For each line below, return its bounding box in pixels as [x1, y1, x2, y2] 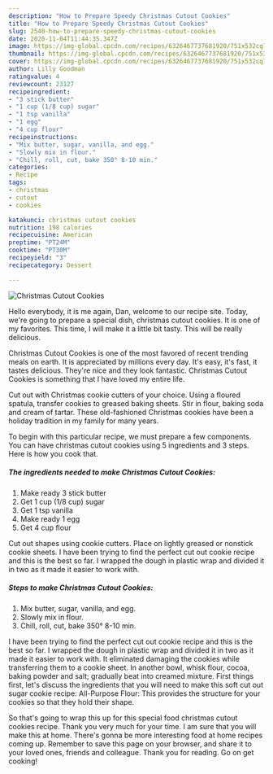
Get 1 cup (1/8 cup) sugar [19, 496, 105, 506]
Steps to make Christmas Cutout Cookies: [8, 583, 154, 593]
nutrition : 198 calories [8, 223, 93, 232]
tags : [8, 178, 27, 187]
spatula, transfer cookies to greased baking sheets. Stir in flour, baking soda [8, 398, 264, 408]
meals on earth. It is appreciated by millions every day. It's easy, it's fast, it [8, 356, 258, 366]
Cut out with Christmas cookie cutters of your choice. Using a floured [8, 390, 241, 400]
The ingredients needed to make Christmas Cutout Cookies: [8, 467, 216, 477]
